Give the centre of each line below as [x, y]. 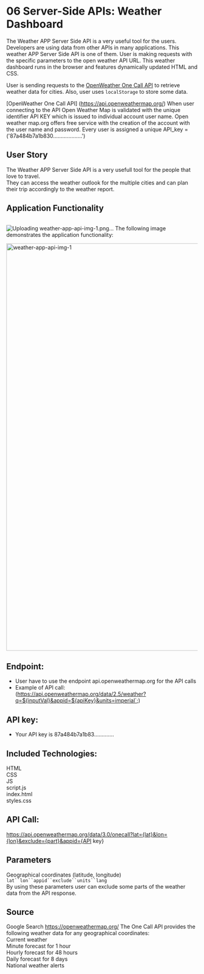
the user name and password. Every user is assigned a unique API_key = [97, 129]
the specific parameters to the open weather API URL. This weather [91, 60]
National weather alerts [36, 965]
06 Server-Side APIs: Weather [84, 11]
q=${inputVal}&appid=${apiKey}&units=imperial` [76, 701]
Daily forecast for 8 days [37, 959]
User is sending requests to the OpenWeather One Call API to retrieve [93, 85]
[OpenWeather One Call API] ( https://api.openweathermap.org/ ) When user [100, 103]
